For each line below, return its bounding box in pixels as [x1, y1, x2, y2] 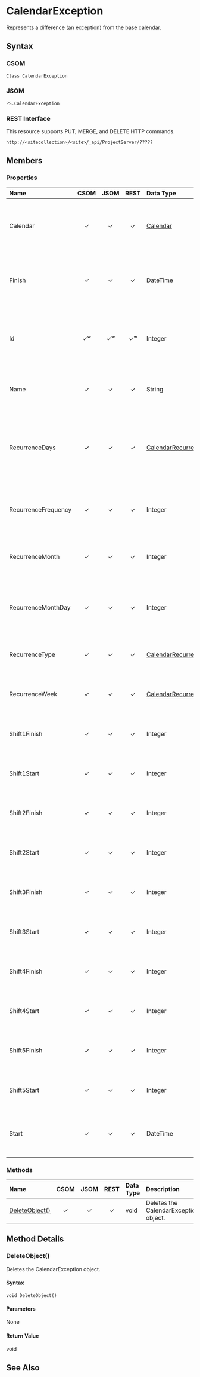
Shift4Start [9, 1006, 40, 1015]
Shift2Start [9, 848, 40, 856]
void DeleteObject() [6, 1292, 58, 1298]
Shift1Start [9, 769, 40, 778]
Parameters [6, 1305, 36, 1312]
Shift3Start [9, 928, 40, 936]
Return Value [6, 1332, 39, 1339]
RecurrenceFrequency [9, 505, 72, 513]
